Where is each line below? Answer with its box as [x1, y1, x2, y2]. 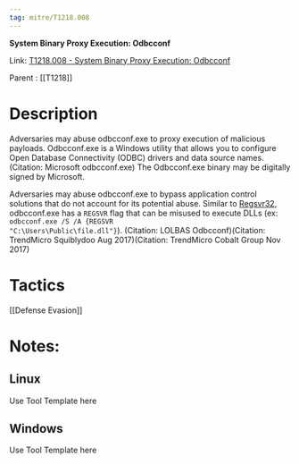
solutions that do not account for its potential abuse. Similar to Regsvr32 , [9, 198, 278, 208]
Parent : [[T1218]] [9, 72, 73, 83]
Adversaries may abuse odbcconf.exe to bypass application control [9, 189, 257, 199]
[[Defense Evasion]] [9, 305, 83, 316]
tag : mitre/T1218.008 [9, 13, 90, 22]
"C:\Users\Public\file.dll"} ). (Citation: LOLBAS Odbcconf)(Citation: [9, 224, 266, 235]
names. [237, 152, 265, 163]
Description [9, 104, 98, 123]
